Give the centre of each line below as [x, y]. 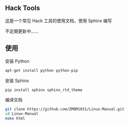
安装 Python [17, 61]
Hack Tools [23, 8]
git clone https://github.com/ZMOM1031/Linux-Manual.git [65, 109]
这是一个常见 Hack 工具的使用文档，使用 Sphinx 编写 [59, 21]
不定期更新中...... [22, 31]
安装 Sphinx [17, 81]
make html [15, 119]
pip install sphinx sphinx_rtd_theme [44, 90]
